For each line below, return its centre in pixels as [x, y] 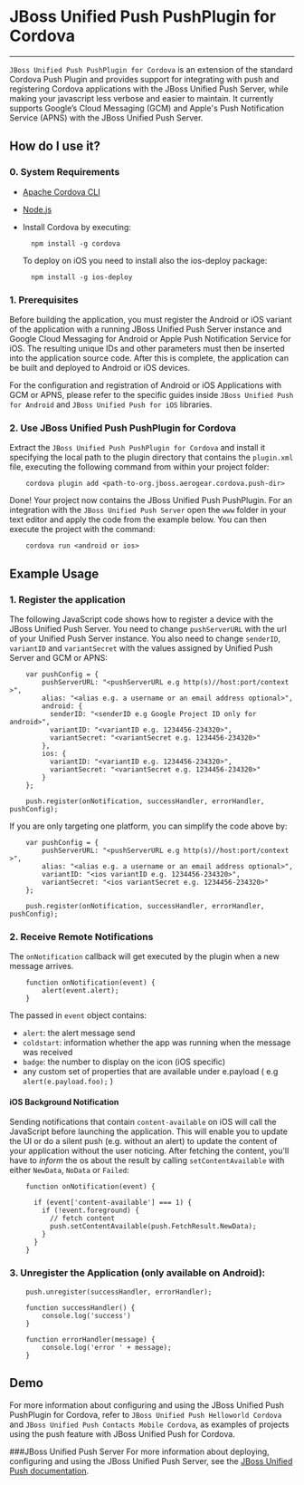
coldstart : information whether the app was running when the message [157, 1043]
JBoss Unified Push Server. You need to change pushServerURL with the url [148, 628]
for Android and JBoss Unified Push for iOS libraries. [111, 404]
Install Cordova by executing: [76, 227]
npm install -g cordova [76, 243]
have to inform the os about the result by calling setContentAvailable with [147, 1160]
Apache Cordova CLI [62, 191]
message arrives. [42, 966]
